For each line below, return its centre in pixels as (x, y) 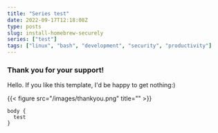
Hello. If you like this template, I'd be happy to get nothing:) (91, 85)
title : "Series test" (38, 14)
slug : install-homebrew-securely (55, 33)
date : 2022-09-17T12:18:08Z (48, 20)
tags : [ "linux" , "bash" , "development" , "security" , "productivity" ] (110, 46)
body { (17, 112)
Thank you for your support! (56, 70)
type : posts (24, 26)
